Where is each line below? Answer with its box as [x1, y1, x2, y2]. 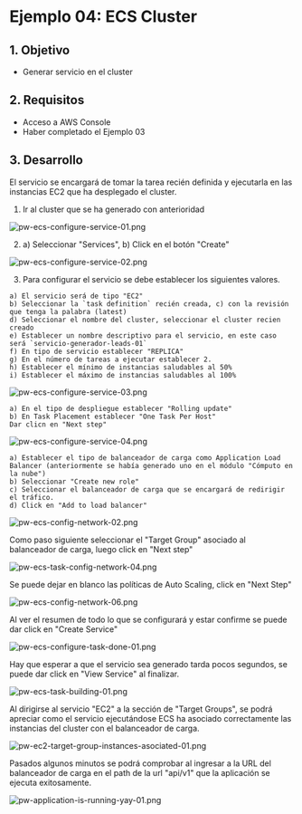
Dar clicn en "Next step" [9, 419, 107, 429]
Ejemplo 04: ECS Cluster [9, 6, 197, 27]
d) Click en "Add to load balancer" [9, 501, 147, 510]
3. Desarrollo [9, 152, 83, 168]
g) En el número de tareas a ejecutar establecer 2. [9, 355, 212, 364]
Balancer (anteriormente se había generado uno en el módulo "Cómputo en [9, 461, 294, 470]
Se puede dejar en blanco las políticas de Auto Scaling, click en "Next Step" [9, 579, 292, 589]
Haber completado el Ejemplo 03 [22, 126, 146, 137]
